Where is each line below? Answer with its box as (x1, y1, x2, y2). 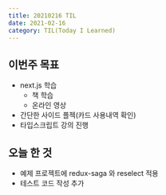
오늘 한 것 (8, 146, 53, 159)
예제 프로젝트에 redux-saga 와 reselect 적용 (19, 169, 159, 177)
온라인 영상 (31, 100, 66, 110)
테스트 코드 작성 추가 (19, 178, 85, 188)
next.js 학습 (19, 80, 57, 90)
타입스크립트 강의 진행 (19, 120, 89, 130)
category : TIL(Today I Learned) (8, 26, 116, 34)
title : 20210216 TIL (8, 11, 77, 20)
